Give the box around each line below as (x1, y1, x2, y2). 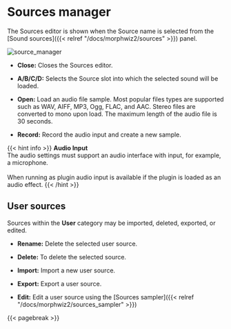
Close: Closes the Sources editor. (17, 61, 113, 69)
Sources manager (7, 4, 112, 20)
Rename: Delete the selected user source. (17, 239, 138, 248)
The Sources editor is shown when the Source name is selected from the (7, 27, 214, 35)
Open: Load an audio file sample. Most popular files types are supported (17, 94, 224, 103)
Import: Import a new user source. (17, 266, 116, 275)
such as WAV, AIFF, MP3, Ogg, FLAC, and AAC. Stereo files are (17, 102, 197, 110)
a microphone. (7, 158, 48, 166)
